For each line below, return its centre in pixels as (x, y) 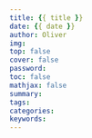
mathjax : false (38, 85)
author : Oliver (38, 34)
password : (28, 69)
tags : (20, 102)
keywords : (28, 119)
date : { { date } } (42, 26)
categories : (32, 111)
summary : (26, 94)
